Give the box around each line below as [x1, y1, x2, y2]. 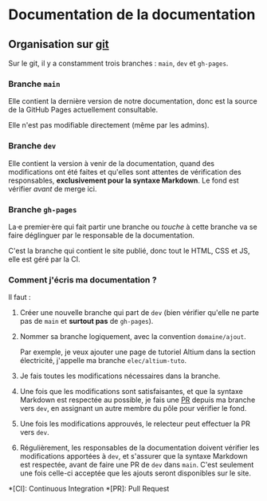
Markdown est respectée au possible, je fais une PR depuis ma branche [19, 395, 256, 404]
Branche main [8, 78, 61, 89]
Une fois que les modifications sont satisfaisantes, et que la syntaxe [19, 387, 243, 396]
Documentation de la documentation [8, 6, 256, 24]
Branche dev [8, 140, 57, 152]
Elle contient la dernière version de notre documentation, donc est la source [8, 97, 257, 106]
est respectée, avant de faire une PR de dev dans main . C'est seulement [19, 460, 254, 470]
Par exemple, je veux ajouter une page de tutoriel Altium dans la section [19, 347, 257, 357]
